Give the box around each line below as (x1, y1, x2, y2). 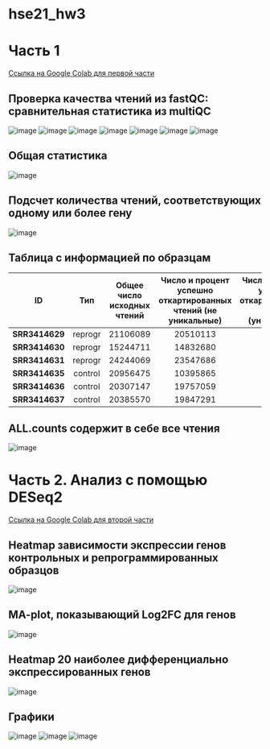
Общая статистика (8, 149, 108, 163)
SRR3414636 (12, 381, 65, 392)
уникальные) (168, 315, 223, 326)
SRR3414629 (12, 329, 65, 340)
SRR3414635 (12, 368, 65, 379)
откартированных (157, 295, 232, 306)
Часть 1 (8, 42, 60, 60)
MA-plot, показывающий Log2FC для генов (8, 608, 236, 622)
